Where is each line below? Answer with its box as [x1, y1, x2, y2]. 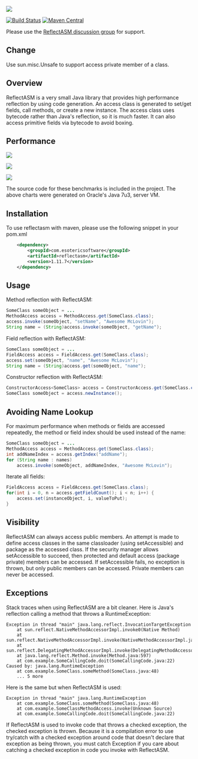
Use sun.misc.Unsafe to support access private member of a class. [6, 61, 170, 68]
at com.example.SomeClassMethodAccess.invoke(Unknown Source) [16, 705, 173, 712]
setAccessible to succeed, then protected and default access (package [6, 552, 180, 559]
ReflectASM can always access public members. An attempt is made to [6, 533, 179, 540]
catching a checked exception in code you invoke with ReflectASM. [6, 746, 170, 753]
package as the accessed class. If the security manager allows [6, 545, 159, 553]
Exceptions [6, 588, 48, 598]
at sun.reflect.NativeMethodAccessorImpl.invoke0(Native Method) [16, 626, 181, 633]
